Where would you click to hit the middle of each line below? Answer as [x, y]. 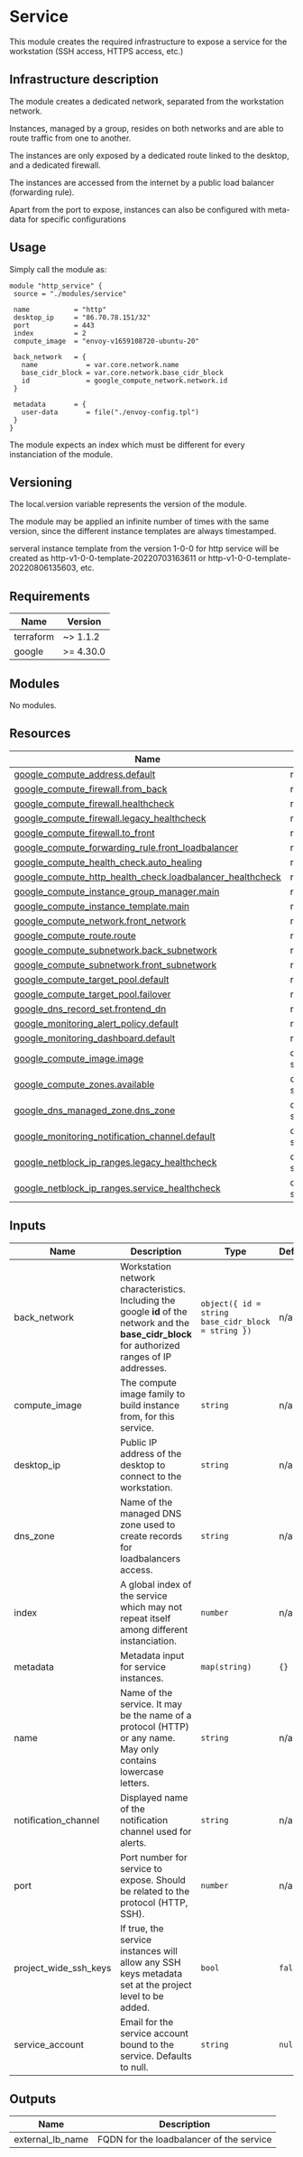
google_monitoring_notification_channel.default [115, 1136]
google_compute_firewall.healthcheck [94, 803]
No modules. [33, 705]
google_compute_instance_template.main [101, 906]
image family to [153, 1394]
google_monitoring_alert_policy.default [96, 1023]
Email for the [147, 2022]
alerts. [133, 1842]
